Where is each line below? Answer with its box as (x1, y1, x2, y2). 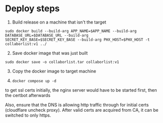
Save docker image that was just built (12, 50, 88, 56)
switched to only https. (5, 112, 51, 118)
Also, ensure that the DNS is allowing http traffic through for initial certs (5, 101, 149, 108)
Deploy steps (5, 3, 60, 14)
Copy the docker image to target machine (12, 68, 96, 74)
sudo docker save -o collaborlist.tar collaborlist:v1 (5, 59, 119, 64)
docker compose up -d (12, 78, 56, 83)
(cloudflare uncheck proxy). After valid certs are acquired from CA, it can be (5, 107, 159, 113)
